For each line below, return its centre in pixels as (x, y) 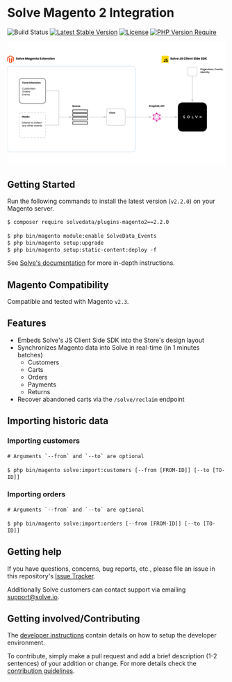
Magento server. (31, 209)
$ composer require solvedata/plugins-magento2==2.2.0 (88, 222)
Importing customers (44, 441)
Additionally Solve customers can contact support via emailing (97, 590)
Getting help (34, 552)
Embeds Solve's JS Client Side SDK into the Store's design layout (111, 340)
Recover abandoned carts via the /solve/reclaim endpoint (101, 399)
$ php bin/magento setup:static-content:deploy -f (82, 250)
